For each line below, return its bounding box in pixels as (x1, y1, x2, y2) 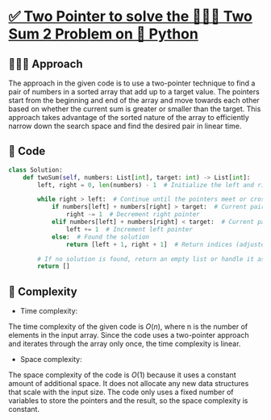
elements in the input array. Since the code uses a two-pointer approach (8, 331, 249, 340)
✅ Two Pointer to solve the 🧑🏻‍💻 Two (8, 7, 252, 26)
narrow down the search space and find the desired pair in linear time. (8, 121, 242, 131)
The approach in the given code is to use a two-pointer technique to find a (8, 78, 256, 88)
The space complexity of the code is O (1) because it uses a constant (8, 370, 236, 380)
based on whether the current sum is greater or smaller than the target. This (8, 104, 261, 114)
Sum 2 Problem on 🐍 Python (8, 25, 199, 44)
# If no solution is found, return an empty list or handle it (37, 255, 254, 263)
